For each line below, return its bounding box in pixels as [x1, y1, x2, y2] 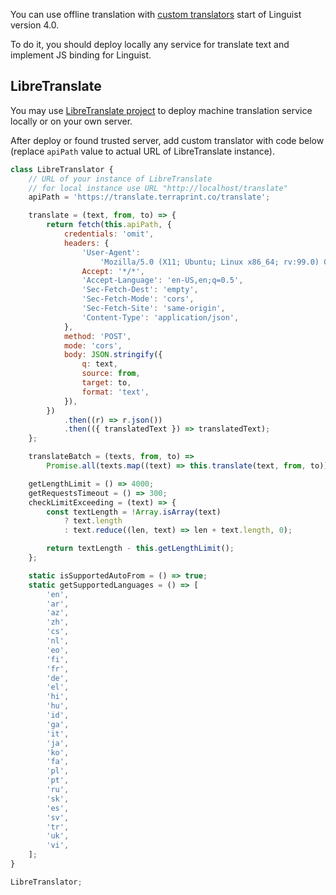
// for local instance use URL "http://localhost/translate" [28, 183, 288, 193]
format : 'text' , [81, 387, 150, 397]
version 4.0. [10, 19, 60, 31]
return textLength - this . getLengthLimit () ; [46, 544, 235, 554]
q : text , [81, 359, 118, 369]
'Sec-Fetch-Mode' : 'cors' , [81, 294, 195, 304]
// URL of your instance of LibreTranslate [28, 174, 213, 184]
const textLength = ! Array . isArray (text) [46, 507, 222, 517]
